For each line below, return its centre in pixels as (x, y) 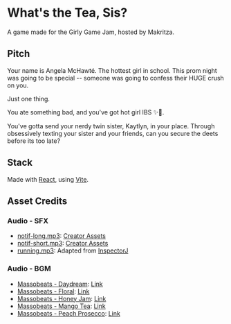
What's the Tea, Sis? (67, 13)
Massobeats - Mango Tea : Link (61, 306)
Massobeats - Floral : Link (53, 291)
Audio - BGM (29, 268)
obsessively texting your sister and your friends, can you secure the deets (113, 133)
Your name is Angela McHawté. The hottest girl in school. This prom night (112, 70)
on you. (18, 85)
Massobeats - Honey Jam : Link (62, 298)
